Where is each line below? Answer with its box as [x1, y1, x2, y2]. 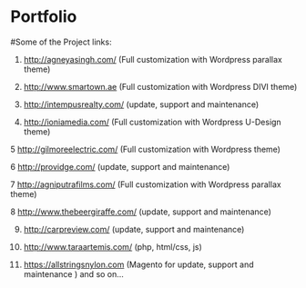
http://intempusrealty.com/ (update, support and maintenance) [23, 98, 260, 110]
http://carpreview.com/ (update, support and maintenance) [23, 223, 245, 234]
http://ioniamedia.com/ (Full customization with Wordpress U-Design [23, 116, 281, 127]
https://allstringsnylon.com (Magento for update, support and [23, 259, 254, 270]
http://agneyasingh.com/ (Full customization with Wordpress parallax [23, 54, 283, 65]
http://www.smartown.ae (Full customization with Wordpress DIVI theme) [23, 81, 298, 92]
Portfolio [10, 6, 77, 27]
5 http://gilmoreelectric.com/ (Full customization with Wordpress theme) [10, 144, 281, 154]
